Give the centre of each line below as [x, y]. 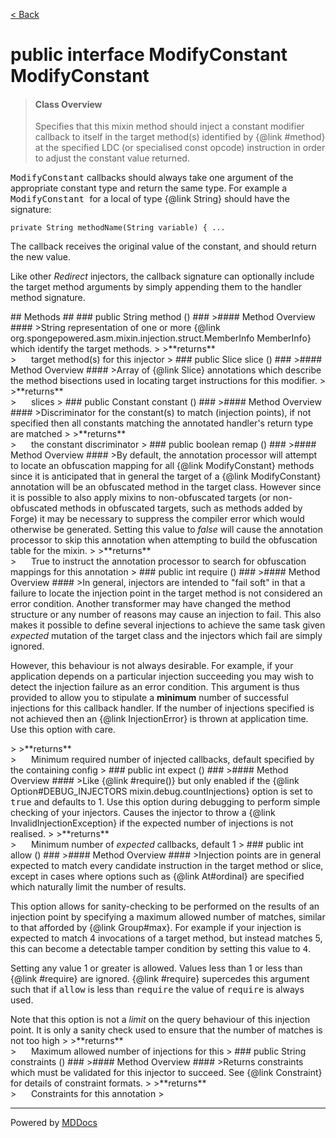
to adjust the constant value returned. [112, 158]
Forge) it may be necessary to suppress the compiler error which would [157, 519]
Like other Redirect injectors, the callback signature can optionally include [162, 276]
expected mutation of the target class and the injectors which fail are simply [166, 636]
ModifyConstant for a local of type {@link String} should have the [150, 199]
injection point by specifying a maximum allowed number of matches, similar [168, 917]
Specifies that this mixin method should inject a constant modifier [169, 126]
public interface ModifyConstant [149, 55]
